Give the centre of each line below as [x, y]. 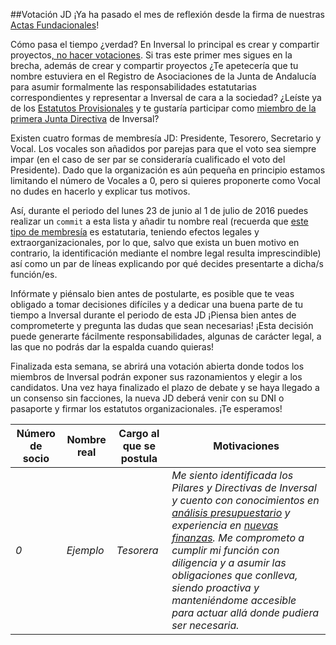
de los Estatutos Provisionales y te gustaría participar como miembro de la [163, 108]
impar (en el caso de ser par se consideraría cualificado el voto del [148, 159]
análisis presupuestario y [231, 512]
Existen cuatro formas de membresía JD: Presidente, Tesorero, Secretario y [166, 138]
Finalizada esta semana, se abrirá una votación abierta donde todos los [157, 366]
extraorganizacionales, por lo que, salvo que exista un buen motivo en [155, 242]
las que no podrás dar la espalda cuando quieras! [112, 347]
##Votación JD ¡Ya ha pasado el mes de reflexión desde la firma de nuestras [167, 14]
